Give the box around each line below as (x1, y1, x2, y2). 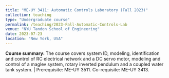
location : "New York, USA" (5, 36, 63, 42)
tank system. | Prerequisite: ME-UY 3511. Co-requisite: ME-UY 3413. (5, 66, 149, 72)
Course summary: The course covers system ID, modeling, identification (5, 50, 160, 56)
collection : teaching (5, 12, 52, 17)
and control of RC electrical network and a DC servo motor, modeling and (5, 55, 161, 62)
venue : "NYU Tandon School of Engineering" (5, 27, 100, 32)
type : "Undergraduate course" (5, 17, 70, 22)
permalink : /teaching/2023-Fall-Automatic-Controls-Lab (5, 22, 127, 27)
